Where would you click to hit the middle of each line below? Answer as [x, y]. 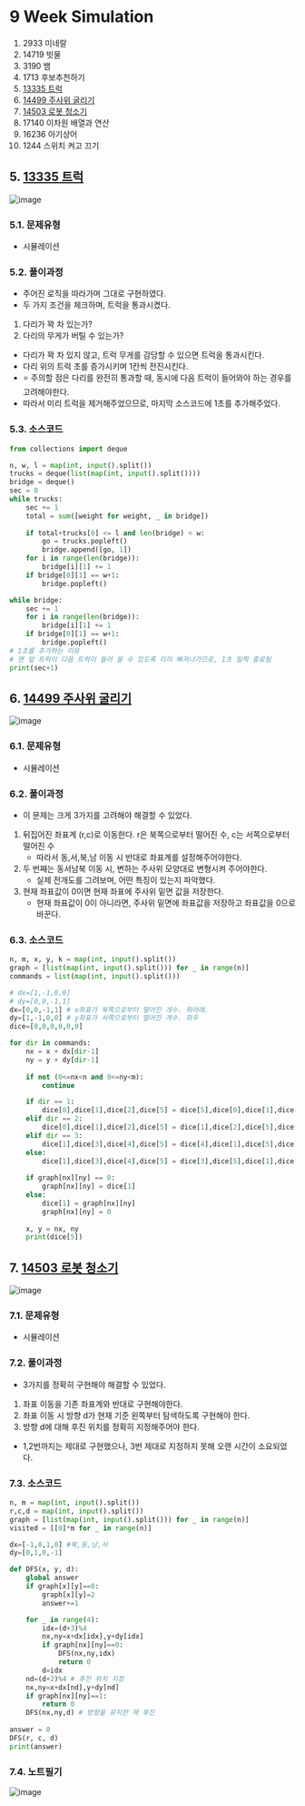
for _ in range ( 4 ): [63, 1619]
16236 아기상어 [50, 134]
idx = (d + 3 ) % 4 [65, 1628]
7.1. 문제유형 [34, 1315]
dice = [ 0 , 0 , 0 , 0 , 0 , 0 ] [46, 1027]
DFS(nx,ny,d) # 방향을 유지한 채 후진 [90, 1713]
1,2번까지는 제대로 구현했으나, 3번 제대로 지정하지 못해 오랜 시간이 [139, 1446]
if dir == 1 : [50, 1102]
